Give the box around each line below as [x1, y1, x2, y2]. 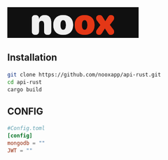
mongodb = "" [7, 140, 45, 147]
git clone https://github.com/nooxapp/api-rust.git [7, 71, 161, 78]
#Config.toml [7, 125, 45, 132]
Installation [7, 52, 57, 64]
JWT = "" [7, 147, 33, 154]
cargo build [7, 86, 42, 93]
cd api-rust [7, 79, 42, 86]
